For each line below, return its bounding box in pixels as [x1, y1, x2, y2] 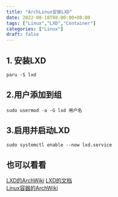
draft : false [6, 32, 39, 38]
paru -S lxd [6, 72, 36, 78]
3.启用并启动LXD [6, 125, 70, 136]
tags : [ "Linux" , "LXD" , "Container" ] [6, 20, 96, 26]
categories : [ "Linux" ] [6, 25, 64, 32]
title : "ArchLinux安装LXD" [6, 8, 73, 15]
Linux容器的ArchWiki [6, 184, 59, 192]
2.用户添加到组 [6, 90, 62, 100]
